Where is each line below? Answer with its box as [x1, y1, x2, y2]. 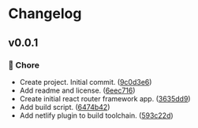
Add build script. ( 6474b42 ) [19, 102, 110, 112]
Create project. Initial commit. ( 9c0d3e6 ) [19, 77, 152, 86]
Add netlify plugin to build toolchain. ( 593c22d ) [19, 111, 174, 120]
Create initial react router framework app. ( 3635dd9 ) [19, 93, 191, 103]
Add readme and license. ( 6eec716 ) [19, 86, 136, 95]
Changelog [8, 5, 82, 23]
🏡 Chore [8, 60, 39, 71]
